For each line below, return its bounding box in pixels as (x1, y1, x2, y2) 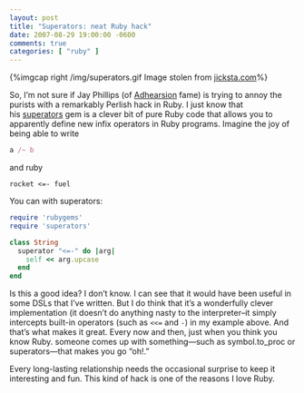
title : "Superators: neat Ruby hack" (9, 22, 152, 31)
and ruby (9, 162, 44, 172)
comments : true (9, 38, 67, 48)
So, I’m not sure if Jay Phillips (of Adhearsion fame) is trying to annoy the (9, 90, 283, 101)
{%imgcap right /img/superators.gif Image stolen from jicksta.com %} (9, 72, 269, 83)
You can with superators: (9, 196, 103, 206)
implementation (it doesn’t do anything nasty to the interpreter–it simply (9, 308, 277, 319)
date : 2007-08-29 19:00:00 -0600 (9, 30, 136, 39)
